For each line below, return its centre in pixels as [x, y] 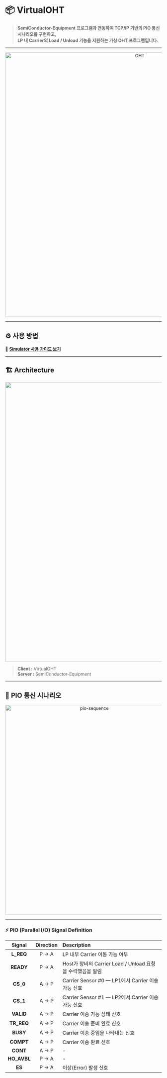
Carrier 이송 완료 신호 [86, 1042]
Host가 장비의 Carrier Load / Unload [104, 963]
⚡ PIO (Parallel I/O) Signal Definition [49, 930]
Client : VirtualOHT [37, 669]
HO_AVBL [19, 1059]
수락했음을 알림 [85, 971]
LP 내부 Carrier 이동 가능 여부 [95, 954]
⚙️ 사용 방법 [22, 336]
